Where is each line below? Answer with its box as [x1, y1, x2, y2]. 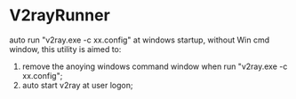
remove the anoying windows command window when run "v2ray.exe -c [21, 61, 288, 72]
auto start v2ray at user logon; [21, 80, 133, 90]
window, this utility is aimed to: [9, 43, 122, 54]
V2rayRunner [9, 5, 111, 26]
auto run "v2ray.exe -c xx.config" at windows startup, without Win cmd [9, 34, 269, 45]
